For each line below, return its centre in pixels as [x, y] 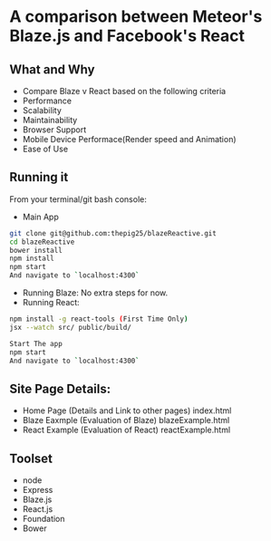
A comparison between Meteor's [136, 17]
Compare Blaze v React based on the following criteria [124, 91]
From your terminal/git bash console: [78, 199]
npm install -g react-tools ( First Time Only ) [99, 319]
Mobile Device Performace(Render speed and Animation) [130, 139]
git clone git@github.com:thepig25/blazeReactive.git [113, 233]
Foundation [44, 519]
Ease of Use [45, 149]
